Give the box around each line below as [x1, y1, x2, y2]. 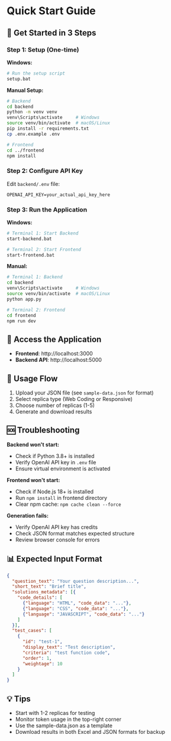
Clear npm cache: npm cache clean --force [15, 501, 121, 508]
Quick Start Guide [7, 4, 96, 18]
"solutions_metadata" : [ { [12, 589, 76, 595]
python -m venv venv [7, 109, 58, 115]
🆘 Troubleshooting [7, 425, 80, 435]
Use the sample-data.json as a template [15, 722, 113, 729]
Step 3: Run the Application [7, 206, 88, 214]
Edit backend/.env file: [7, 180, 60, 187]
